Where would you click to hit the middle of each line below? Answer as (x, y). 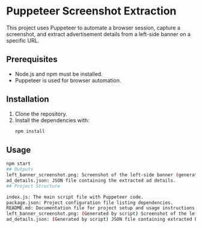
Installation (28, 100)
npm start (19, 164)
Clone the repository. (41, 114)
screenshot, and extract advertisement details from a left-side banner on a (99, 34)
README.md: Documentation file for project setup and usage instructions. (102, 208)
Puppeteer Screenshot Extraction (91, 11)
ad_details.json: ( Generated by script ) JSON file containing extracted (99, 220)
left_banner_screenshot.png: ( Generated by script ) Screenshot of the (96, 214)
